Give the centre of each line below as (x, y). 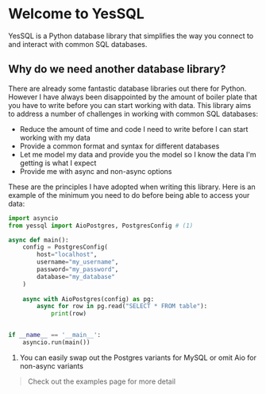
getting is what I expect (58, 163)
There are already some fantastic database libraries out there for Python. (127, 88)
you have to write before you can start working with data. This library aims (130, 105)
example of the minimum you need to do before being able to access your (129, 195)
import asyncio (33, 218)
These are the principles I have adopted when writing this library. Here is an (132, 187)
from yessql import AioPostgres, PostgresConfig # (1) (101, 226)
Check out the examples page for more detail (102, 381)
